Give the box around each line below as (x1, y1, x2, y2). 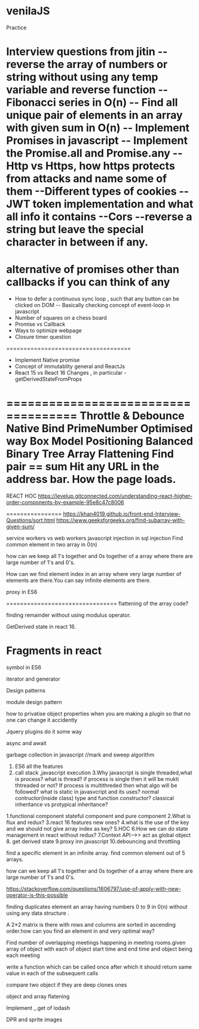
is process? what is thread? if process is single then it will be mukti (14, 775, 179, 782)
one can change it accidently (6, 716, 78, 724)
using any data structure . (6, 909, 70, 917)
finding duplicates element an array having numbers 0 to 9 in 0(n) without (6, 903, 188, 910)
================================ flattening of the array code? (6, 600, 189, 607)
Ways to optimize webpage (14, 327, 82, 334)
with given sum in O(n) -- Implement (6, 121, 190, 135)
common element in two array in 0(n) (6, 541, 97, 548)
